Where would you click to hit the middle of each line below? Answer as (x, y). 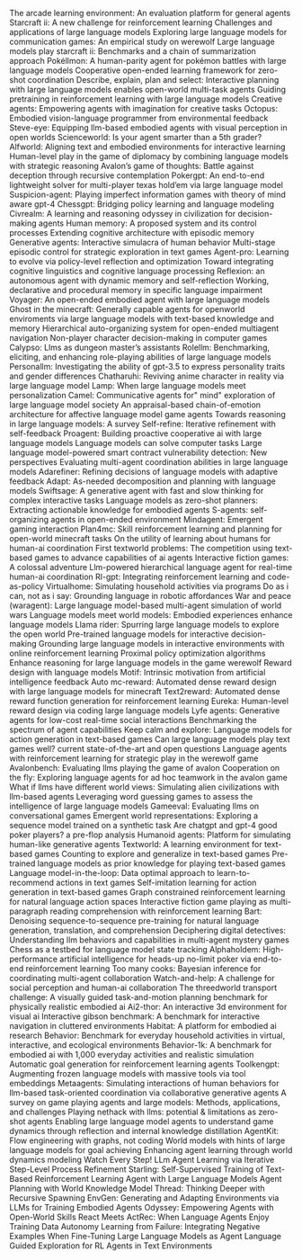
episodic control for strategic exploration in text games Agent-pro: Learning (149, 252)
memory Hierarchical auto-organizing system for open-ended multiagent (144, 328)
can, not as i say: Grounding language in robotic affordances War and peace (151, 596)
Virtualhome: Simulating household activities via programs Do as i (167, 586)
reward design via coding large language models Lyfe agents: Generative (145, 710)
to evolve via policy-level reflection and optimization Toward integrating (142, 261)
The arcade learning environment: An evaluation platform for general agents (150, 13)
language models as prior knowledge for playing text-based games (161, 863)
